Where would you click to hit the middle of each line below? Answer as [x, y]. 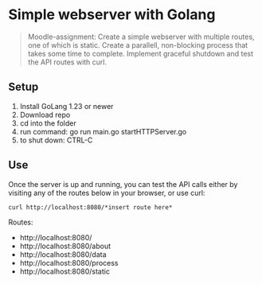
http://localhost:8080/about [65, 246]
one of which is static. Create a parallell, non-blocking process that [138, 45]
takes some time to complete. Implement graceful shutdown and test [140, 53]
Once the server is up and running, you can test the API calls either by [123, 184]
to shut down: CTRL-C [56, 140]
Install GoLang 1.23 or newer [66, 106]
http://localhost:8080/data [63, 254]
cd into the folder [48, 123]
